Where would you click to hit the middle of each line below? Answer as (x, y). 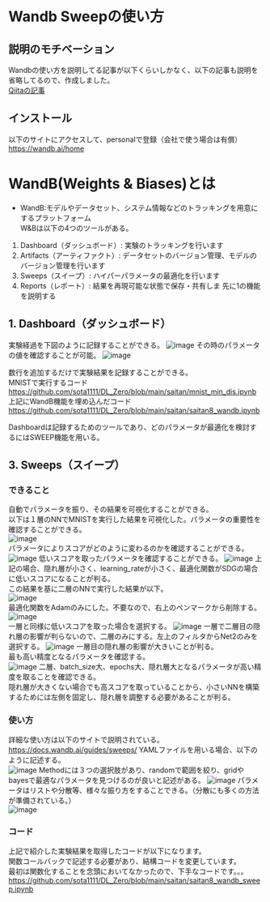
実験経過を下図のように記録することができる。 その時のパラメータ (134, 344)
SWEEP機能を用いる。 (67, 437)
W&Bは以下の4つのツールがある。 (76, 228)
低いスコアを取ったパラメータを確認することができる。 (131, 558)
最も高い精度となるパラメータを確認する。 (79, 656)
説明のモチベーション (61, 49)
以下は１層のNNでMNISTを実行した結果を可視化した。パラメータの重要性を (135, 519)
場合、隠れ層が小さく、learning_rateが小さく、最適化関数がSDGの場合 (140, 569)
